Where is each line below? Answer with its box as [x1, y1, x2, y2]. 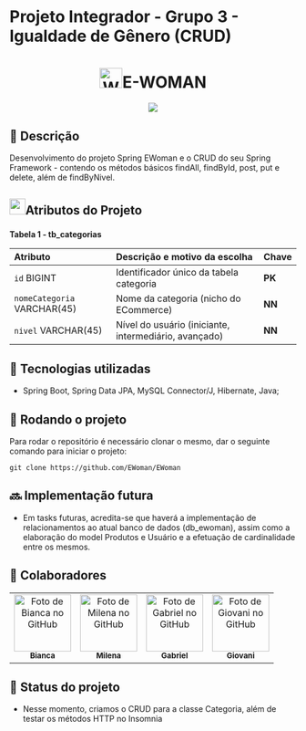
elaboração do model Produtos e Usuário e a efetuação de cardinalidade [22, 531, 296, 542]
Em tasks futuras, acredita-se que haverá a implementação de [22, 512, 257, 523]
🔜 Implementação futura [9, 488, 154, 504]
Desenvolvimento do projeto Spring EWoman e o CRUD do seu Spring [9, 152, 271, 163]
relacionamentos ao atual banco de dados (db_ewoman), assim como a [22, 522, 291, 533]
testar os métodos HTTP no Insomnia [22, 714, 163, 725]
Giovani [226, 651, 255, 661]
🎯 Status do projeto [9, 679, 120, 694]
